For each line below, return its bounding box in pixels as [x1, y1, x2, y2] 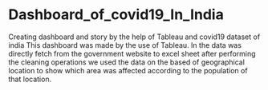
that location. [8, 74, 52, 84]
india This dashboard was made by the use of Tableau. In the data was [8, 40, 242, 49]
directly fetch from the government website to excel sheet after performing [8, 49, 256, 58]
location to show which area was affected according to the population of [8, 65, 248, 75]
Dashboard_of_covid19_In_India [8, 6, 225, 24]
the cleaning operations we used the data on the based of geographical [8, 57, 245, 67]
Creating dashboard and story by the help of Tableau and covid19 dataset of [8, 32, 261, 41]
